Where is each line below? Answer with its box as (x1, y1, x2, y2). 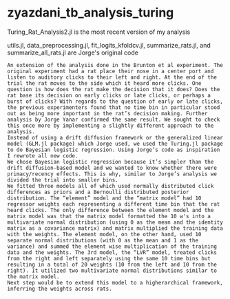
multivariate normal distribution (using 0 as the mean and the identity (7, 219, 224, 226)
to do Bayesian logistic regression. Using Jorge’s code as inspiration (7, 146, 220, 153)
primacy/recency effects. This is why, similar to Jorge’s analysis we (7, 171, 217, 177)
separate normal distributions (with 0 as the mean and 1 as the (7, 237, 198, 244)
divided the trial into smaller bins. (7, 176, 118, 184)
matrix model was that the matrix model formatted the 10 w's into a (7, 213, 211, 220)
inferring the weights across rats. (7, 285, 112, 292)
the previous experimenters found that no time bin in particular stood (7, 104, 220, 111)
